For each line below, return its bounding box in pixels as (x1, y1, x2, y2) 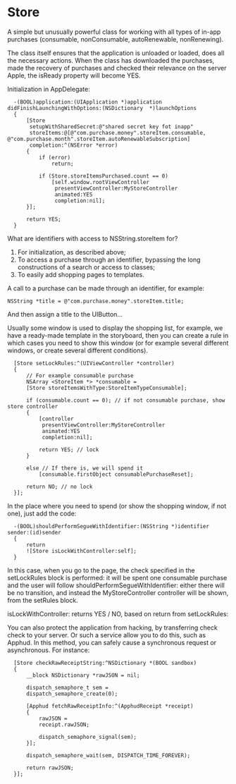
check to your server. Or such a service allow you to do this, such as (7, 630, 206, 639)
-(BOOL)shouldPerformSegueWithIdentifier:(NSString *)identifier (13, 522, 210, 529)
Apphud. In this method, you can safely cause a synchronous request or (7, 638, 217, 647)
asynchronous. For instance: (7, 646, 90, 654)
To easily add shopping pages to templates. (17, 270, 144, 278)
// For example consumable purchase (25, 372, 134, 379)
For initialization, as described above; (17, 247, 126, 256)
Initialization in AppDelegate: (7, 85, 90, 93)
